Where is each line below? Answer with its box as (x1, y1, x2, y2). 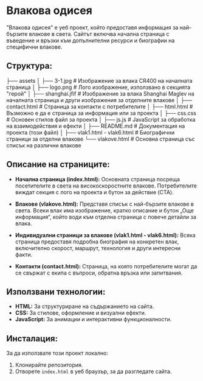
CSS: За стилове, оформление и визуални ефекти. (15, 309, 146, 316)
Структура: (6, 61, 53, 71)
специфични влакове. (6, 43, 63, 51)
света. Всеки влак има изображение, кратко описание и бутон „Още (15, 206, 194, 214)
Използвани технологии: (6, 287, 106, 297)
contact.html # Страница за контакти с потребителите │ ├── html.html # (6, 103, 193, 110)
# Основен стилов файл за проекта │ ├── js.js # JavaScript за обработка (6, 116, 196, 123)
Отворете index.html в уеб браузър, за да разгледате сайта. (15, 368, 172, 375)
